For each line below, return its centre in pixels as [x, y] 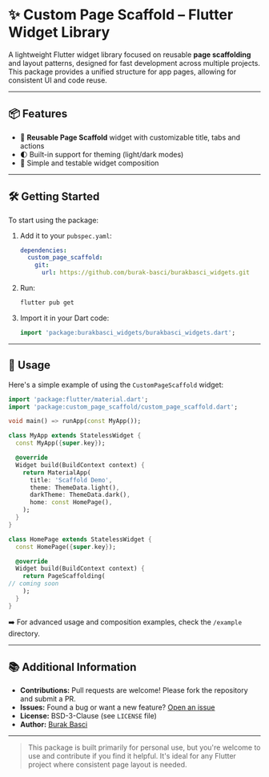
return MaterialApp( [57, 472]
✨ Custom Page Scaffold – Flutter [121, 15]
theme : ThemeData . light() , [74, 487]
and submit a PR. [48, 699]
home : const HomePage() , [71, 502]
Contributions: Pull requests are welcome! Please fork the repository [134, 690]
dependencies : [43, 250]
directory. [24, 633]
